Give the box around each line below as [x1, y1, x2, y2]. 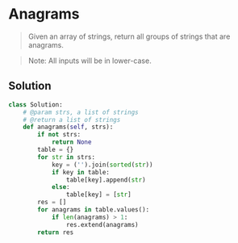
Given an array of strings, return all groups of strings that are [27, 31, 231, 41]
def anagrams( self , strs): [23, 123, 114, 132]
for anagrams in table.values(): [37, 206, 150, 214]
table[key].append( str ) [65, 175, 147, 184]
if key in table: [51, 168, 111, 176]
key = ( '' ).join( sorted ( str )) [51, 161, 153, 169]
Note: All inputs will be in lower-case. [27, 56, 152, 65]
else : [51, 183, 70, 191]
